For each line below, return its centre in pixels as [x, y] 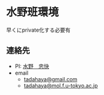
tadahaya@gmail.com [51, 79]
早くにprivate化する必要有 [38, 30]
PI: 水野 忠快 [32, 66]
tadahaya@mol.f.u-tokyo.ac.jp [61, 85]
